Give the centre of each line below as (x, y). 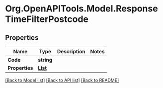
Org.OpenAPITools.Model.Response (81, 9)
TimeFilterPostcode (47, 19)
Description (71, 51)
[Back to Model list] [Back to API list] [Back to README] (62, 80)
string (45, 60)
